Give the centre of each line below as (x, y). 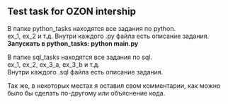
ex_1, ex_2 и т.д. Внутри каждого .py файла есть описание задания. (108, 36)
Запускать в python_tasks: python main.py (73, 43)
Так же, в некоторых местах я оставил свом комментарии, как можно (114, 85)
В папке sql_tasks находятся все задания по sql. (80, 57)
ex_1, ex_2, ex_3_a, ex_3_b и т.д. (54, 64)
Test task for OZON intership (72, 12)
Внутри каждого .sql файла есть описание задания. (85, 72)
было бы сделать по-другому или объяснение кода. (86, 93)
